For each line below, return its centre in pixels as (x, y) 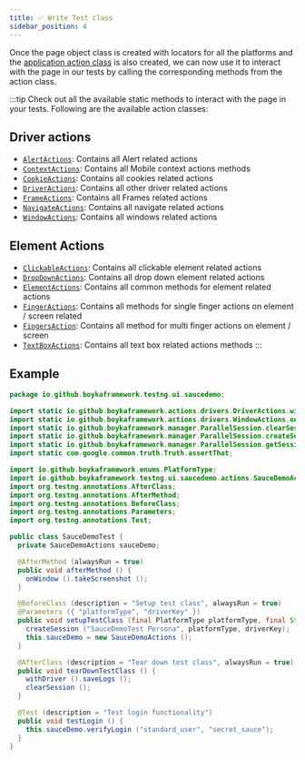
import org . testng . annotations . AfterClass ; (93, 486)
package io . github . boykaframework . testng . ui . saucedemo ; (117, 394)
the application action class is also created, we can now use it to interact (145, 62)
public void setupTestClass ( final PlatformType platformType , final (152, 621)
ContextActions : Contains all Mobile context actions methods (137, 168)
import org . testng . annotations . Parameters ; (93, 512)
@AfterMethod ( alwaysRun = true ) (81, 562)
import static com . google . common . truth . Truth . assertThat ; (121, 453)
